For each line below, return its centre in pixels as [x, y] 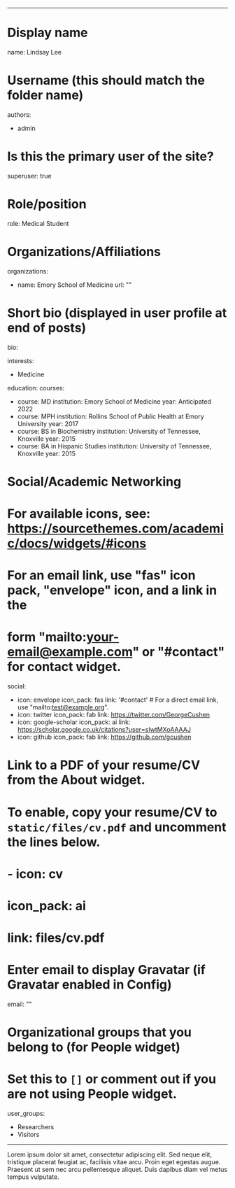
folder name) [45, 96]
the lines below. [54, 842]
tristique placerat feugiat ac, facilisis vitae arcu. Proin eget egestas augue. [114, 1162]
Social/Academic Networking [94, 482]
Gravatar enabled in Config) [90, 985]
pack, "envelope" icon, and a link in [112, 590]
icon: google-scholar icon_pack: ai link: [74, 722]
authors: [19, 114]
